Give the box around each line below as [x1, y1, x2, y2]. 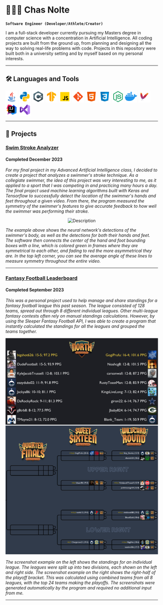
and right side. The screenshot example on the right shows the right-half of [5, 569, 156, 575]
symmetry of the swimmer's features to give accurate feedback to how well [5, 203, 157, 209]
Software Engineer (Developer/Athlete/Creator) [5, 21, 104, 26]
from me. [5, 590, 24, 596]
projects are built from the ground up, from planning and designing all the [5, 40, 152, 46]
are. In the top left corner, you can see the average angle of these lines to [5, 253, 152, 259]
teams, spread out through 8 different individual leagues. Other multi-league [5, 308, 158, 314]
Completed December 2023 [5, 156, 63, 162]
